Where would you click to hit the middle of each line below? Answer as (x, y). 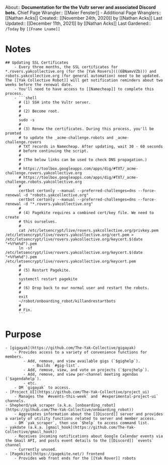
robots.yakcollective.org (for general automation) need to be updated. (83, 76)
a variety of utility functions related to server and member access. (81, 419)
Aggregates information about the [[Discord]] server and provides (91, 414)
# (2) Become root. (39, 111)
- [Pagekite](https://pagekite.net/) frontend (55, 454)
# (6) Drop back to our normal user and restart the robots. (84, 288)
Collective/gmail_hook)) (31, 432)
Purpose (23, 334)
